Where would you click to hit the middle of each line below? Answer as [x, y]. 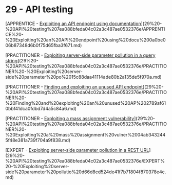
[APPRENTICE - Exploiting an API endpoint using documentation [73, 24]
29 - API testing [39, 9]
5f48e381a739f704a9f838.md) [38, 140]
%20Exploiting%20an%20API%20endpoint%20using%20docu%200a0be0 [85, 40]
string [12, 60]
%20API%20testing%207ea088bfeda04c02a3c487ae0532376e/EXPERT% [85, 161]
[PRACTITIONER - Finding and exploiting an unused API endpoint [74, 87]
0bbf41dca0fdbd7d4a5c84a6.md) [41, 108]
